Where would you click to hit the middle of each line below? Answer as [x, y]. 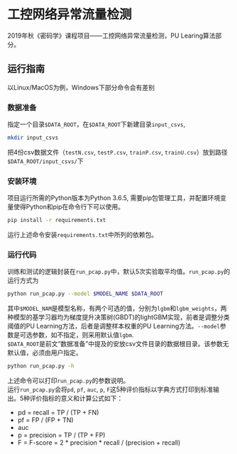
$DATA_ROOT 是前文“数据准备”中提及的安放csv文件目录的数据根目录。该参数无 [118, 344]
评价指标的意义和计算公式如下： [76, 399]
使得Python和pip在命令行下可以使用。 [69, 207]
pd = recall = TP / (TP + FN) [58, 413]
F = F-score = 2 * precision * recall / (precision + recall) [99, 443]
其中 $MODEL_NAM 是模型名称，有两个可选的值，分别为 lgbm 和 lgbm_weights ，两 [117, 309]
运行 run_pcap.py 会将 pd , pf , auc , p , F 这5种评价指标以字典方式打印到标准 [110, 389]
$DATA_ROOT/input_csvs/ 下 [45, 161]
